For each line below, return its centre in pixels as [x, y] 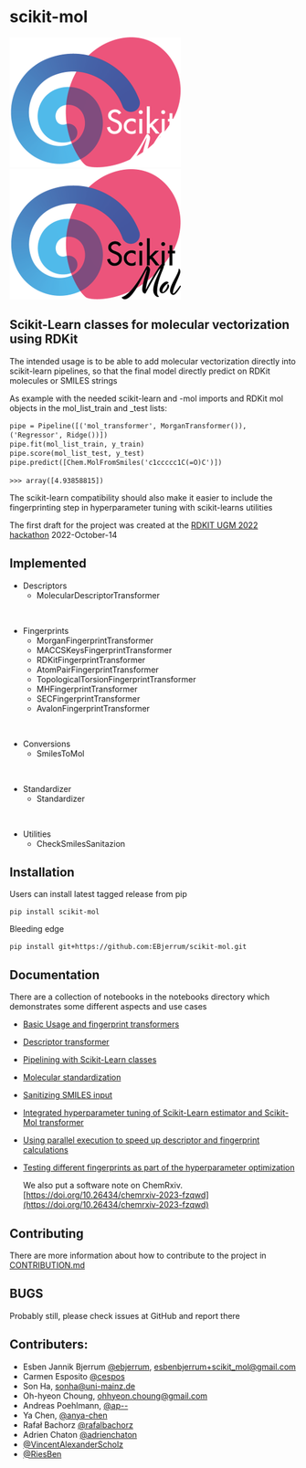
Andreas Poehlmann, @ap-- [75, 1405]
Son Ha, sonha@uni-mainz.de [79, 1386]
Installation [42, 872]
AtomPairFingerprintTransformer [98, 670]
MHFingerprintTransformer [87, 689]
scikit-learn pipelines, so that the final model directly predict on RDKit [140, 371]
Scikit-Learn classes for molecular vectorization [150, 325]
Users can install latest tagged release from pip [98, 894]
